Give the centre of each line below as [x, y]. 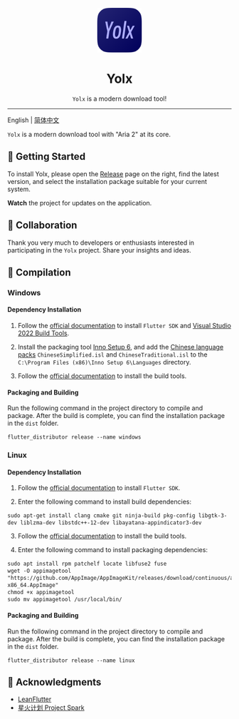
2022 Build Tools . [43, 333]
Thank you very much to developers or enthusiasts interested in [101, 243]
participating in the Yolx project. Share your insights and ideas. [99, 250]
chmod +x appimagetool [41, 593]
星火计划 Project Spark [51, 708]
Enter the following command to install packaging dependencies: [113, 550]
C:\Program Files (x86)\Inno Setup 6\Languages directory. [104, 362]
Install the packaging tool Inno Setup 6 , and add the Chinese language [121, 347]
